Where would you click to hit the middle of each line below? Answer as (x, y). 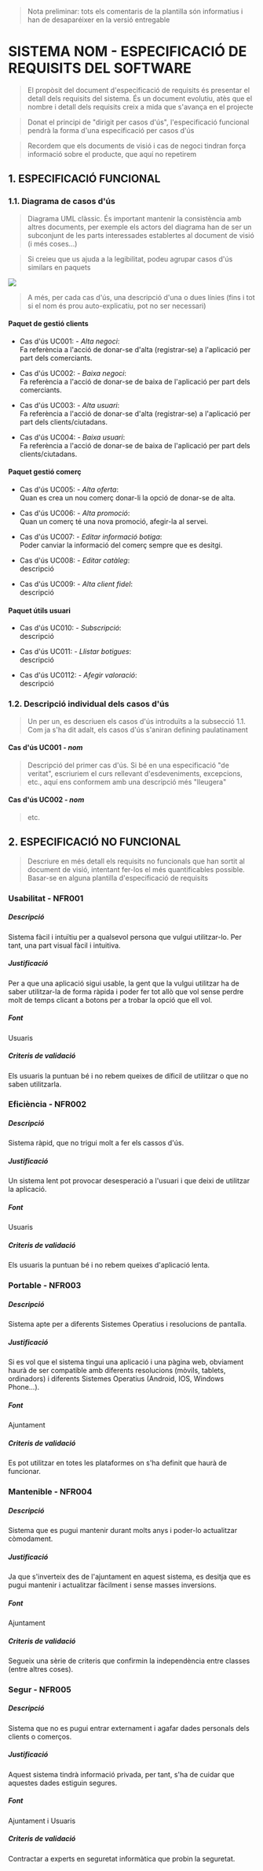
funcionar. (25, 1472)
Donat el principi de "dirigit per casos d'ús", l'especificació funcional (138, 122)
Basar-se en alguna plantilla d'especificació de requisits (118, 878)
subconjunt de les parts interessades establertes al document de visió (141, 235)
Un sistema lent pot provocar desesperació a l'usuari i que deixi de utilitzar (129, 1181)
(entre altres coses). (41, 1669)
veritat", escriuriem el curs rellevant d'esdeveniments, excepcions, (135, 773)
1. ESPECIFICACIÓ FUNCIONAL (84, 179)
